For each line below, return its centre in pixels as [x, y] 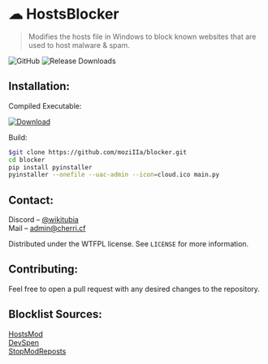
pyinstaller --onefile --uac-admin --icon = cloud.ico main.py [114, 175]
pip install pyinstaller [50, 167]
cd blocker [27, 160]
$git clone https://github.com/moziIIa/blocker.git [97, 152]
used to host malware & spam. [79, 45]
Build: [18, 137]
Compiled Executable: [45, 105]
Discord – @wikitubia [43, 220]
